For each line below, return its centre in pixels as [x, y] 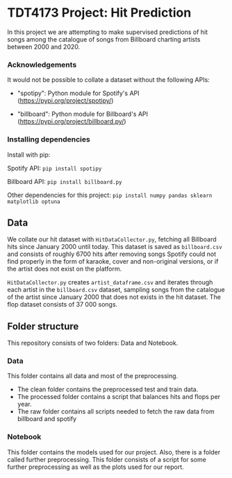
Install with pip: [29, 155]
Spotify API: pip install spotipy [55, 168]
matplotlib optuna [34, 202]
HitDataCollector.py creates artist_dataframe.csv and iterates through [110, 282]
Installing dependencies [49, 139]
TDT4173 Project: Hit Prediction [99, 13]
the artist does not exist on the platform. [65, 269]
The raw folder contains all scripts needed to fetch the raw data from [116, 411]
